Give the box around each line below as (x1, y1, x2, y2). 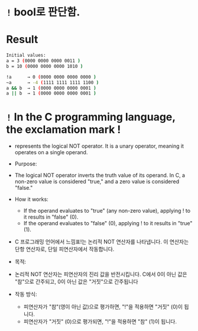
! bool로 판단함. (6, 5, 80, 19)
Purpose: (14, 160, 37, 167)
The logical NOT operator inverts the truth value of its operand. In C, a (14, 172, 185, 179)
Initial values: (6, 53, 46, 59)
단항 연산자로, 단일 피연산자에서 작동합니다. (14, 246, 115, 253)
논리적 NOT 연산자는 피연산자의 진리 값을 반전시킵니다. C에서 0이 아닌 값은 (14, 271, 187, 278)
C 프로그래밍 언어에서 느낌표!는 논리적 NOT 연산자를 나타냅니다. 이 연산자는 (14, 238, 189, 245)
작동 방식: (14, 291, 37, 298)
